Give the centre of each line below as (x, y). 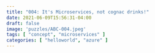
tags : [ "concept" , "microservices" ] (56, 35)
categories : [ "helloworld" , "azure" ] (57, 40)
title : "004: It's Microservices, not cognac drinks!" (78, 12)
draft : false (23, 23)
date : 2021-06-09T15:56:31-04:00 (49, 18)
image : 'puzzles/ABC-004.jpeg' (46, 29)
